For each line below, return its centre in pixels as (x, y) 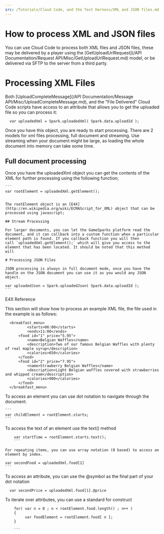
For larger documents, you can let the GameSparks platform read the (78, 230)
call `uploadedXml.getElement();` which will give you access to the (78, 243)
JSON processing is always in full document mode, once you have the (78, 269)
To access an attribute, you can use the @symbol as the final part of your (79, 477)
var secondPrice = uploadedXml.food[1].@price (58, 491)
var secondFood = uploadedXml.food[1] (45, 463)
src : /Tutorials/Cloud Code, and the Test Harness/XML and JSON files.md (82, 10)
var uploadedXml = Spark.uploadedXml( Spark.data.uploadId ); (74, 121)
